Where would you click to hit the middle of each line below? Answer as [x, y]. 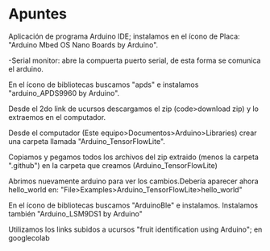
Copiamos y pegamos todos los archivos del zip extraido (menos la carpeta [134, 157]
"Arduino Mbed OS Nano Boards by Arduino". [83, 44]
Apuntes [37, 14]
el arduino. [26, 68]
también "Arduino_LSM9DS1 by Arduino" [75, 213]
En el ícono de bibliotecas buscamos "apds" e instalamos [104, 84]
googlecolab [29, 237]
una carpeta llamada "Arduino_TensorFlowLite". [87, 141]
